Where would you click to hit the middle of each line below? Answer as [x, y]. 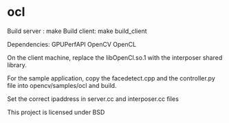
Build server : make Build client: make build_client [77, 31]
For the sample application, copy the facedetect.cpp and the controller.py [111, 78]
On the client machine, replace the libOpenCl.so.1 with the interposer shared [115, 57]
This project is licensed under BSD [56, 112]
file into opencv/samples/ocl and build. [62, 85]
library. [17, 65]
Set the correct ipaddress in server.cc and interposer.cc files [93, 99]
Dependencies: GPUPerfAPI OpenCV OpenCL [72, 44]
